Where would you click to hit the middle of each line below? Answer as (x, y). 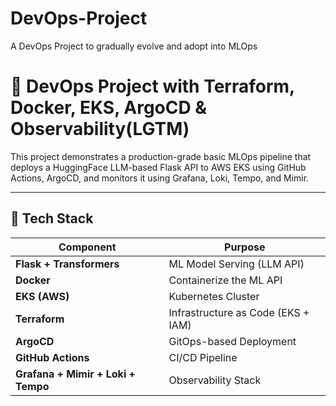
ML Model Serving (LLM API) (236, 264)
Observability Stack (215, 380)
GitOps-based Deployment (232, 341)
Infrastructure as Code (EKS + (239, 312)
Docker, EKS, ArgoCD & (109, 108)
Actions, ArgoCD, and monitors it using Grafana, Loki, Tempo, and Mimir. (160, 178)
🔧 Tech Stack (52, 218)
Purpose (245, 247)
